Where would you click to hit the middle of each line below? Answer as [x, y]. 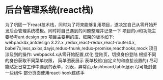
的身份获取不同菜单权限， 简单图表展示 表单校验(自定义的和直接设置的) [77, 60]
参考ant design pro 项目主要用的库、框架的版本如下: [62, 37]
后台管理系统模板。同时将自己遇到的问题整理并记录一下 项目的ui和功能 [81, 30]
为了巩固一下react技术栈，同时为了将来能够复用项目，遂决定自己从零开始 [79, 25]
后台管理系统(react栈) [49, 10]
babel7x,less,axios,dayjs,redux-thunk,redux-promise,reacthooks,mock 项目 [81, 48]
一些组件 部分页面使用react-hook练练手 [45, 73]
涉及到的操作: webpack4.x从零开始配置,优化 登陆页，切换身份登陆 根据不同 [81, 54]
